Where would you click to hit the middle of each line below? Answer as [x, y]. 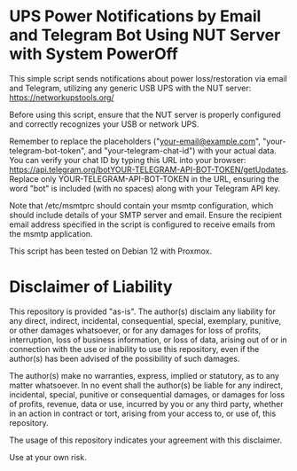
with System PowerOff [94, 54]
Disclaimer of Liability [91, 287]
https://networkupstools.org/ [62, 97]
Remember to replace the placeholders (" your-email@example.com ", [135, 141]
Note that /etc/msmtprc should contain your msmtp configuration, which [141, 205]
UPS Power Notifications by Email [135, 16]
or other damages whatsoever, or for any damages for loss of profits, [135, 330]
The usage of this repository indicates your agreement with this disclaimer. [145, 440]
